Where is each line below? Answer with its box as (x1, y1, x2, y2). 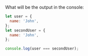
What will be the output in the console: (5, 4, 84, 10)
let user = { (5, 14, 32, 19)
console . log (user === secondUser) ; (5, 46, 79, 51)
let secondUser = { (5, 27, 46, 33)
